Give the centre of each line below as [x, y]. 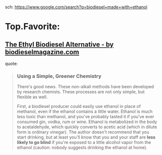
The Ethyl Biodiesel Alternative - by [59, 44]
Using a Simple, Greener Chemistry [59, 76]
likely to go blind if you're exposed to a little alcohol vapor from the [84, 142]
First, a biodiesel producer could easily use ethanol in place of [79, 107]
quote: [11, 63]
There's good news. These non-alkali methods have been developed [85, 87]
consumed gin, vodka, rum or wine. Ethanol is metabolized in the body [87, 122]
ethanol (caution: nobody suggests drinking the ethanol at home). [82, 148]
